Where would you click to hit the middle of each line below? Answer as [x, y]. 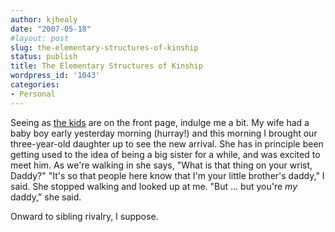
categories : [35, 85]
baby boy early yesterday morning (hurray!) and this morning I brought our [164, 133]
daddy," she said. [46, 197]
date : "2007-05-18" [51, 29]
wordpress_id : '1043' [55, 76]
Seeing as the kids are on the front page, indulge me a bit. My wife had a [160, 122]
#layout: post [40, 38]
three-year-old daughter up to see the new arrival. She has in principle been [167, 143]
